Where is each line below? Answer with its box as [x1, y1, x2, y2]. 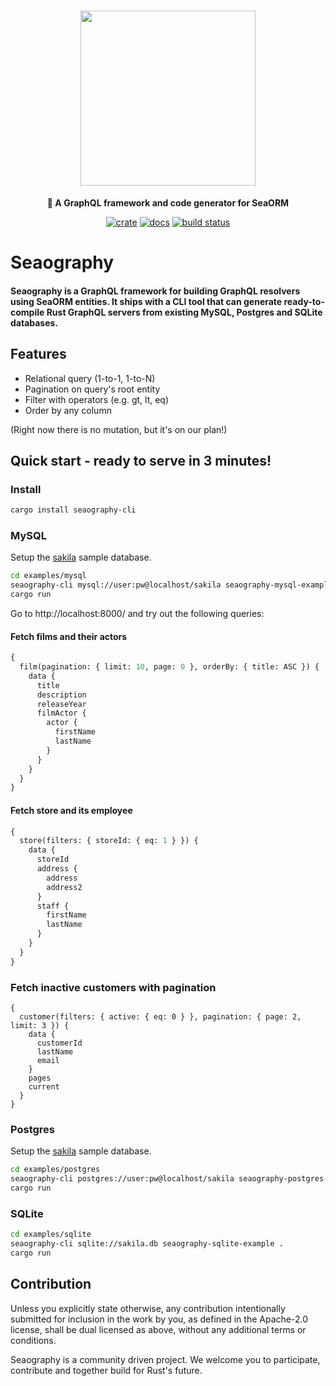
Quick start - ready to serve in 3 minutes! [10, 452, 272, 469]
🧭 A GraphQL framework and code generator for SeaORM [46, 196, 290, 209]
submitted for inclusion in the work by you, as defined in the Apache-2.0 [10, 1313, 308, 1325]
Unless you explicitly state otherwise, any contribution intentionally [10, 1302, 286, 1314]
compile [10, 306, 45, 318]
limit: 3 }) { [10, 1020, 70, 1030]
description [36, 690, 87, 700]
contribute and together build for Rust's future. [10, 1364, 203, 1376]
